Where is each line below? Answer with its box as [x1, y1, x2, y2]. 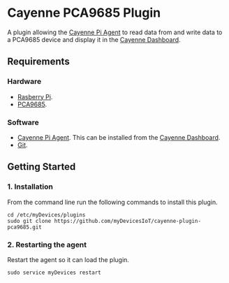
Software [7, 117, 40, 127]
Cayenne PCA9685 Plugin [7, 5, 161, 21]
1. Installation [7, 182, 54, 191]
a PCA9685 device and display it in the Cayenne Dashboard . [7, 35, 181, 43]
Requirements [7, 56, 70, 68]
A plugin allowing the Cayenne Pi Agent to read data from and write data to [7, 28, 223, 36]
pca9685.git [7, 224, 42, 231]
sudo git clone [7, 217, 52, 224]
